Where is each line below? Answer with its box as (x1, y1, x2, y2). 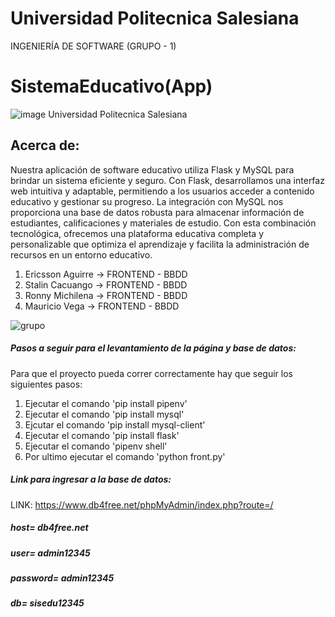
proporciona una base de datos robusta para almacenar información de (10, 206, 305, 218)
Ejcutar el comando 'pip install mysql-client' (24, 418, 206, 431)
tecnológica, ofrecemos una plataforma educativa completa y (10, 227, 264, 239)
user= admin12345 (10, 547, 91, 559)
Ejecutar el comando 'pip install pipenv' (24, 397, 188, 409)
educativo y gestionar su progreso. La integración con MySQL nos (10, 195, 284, 207)
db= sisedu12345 (10, 597, 85, 609)
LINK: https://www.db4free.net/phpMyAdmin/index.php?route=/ (10, 498, 274, 511)
